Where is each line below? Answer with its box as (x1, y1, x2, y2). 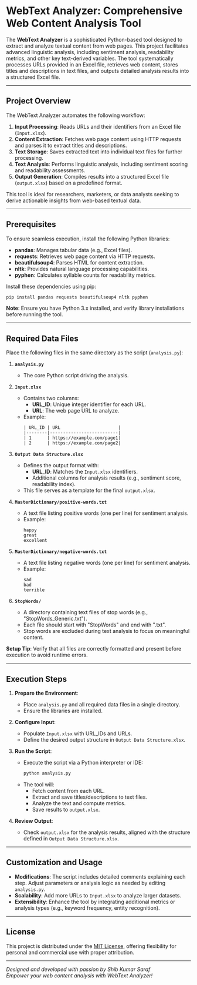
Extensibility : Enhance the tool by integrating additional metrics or (14, 898, 175, 905)
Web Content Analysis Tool (6, 16, 142, 30)
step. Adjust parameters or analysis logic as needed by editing (14, 879, 166, 886)
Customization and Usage (6, 857, 103, 867)
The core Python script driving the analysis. (23, 372, 129, 379)
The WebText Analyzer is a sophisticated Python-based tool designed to (6, 36, 183, 43)
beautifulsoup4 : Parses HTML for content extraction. (14, 259, 144, 266)
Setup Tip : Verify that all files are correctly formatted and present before (6, 645, 182, 652)
